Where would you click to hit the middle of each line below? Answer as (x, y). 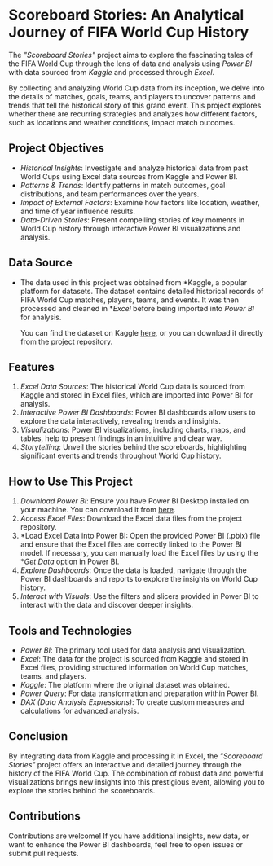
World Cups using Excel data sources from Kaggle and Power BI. (129, 176)
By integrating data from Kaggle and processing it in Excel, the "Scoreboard (136, 756)
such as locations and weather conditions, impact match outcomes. (122, 122)
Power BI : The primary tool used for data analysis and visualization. (133, 650)
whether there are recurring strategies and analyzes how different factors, (133, 114)
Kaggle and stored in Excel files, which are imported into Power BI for (136, 395)
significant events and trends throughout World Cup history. (121, 456)
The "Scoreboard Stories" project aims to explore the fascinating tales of (131, 55)
